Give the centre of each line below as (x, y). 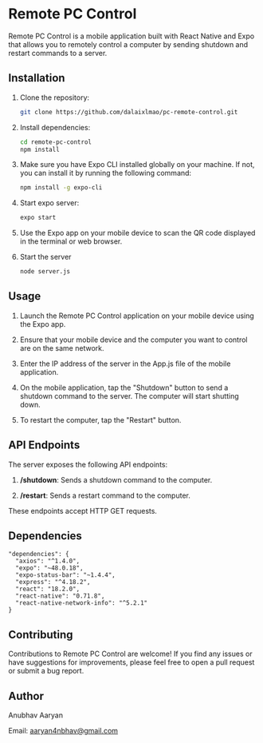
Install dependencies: (55, 127)
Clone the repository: (55, 97)
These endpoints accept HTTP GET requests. (83, 511)
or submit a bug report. (46, 671)
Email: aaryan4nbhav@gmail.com (63, 731)
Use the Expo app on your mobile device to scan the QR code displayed (137, 233)
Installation (37, 78)
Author (26, 696)
